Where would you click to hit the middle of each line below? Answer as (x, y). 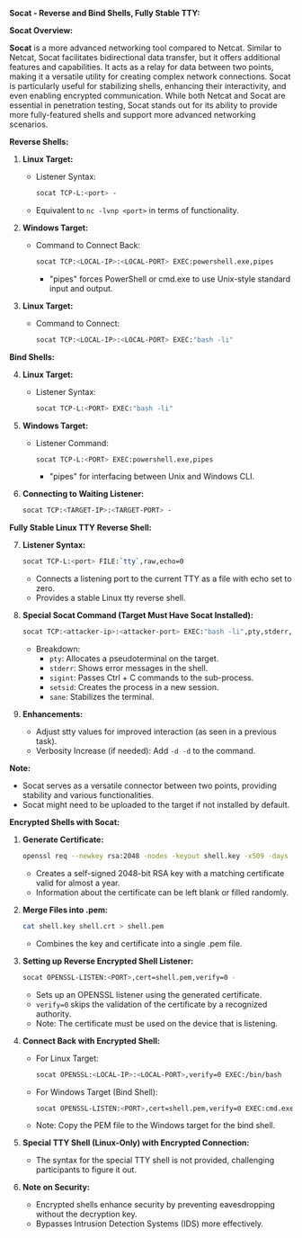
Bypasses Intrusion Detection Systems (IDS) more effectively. (149, 1224)
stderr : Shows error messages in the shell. (129, 668)
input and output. (81, 288)
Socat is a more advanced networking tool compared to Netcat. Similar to (146, 48)
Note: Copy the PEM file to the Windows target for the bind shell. (155, 1126)
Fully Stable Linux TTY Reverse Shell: (80, 528)
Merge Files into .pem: (65, 910)
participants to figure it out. (86, 1170)
